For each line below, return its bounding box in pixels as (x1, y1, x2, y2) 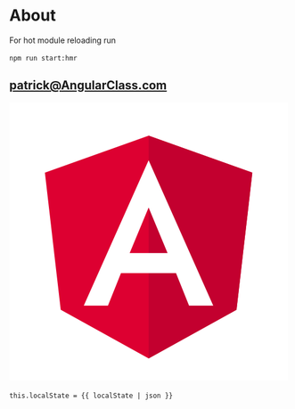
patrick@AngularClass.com (9, 78, 168, 94)
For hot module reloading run (9, 35, 117, 45)
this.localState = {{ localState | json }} (9, 391, 174, 400)
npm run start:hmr (9, 53, 78, 62)
